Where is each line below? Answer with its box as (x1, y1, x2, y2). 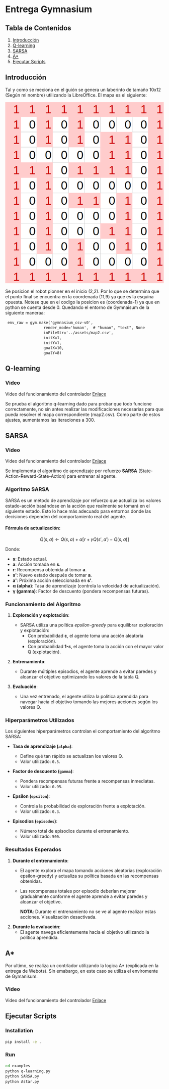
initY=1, (43, 340, 62, 345)
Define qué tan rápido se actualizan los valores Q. (20, 753, 123, 759)
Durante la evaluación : (12, 924, 61, 930)
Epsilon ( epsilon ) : (12, 793, 50, 799)
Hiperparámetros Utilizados (5, 717, 74, 724)
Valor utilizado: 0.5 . (20, 758, 60, 764)
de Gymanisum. (5, 973, 38, 979)
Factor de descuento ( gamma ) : (12, 768, 74, 775)
